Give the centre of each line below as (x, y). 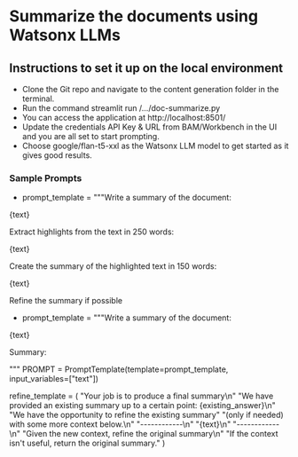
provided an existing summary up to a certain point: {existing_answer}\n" (143, 406)
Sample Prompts (46, 177)
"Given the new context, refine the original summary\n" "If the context (150, 434)
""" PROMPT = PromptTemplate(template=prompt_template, (119, 369)
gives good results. (57, 155)
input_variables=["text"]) (54, 379)
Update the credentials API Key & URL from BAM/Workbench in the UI (149, 127)
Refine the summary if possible (66, 301)
